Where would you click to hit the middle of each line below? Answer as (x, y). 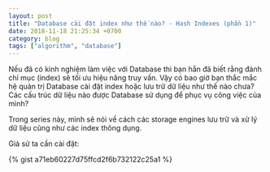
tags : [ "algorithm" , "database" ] (65, 46)
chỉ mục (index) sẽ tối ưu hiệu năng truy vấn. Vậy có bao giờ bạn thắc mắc (133, 78)
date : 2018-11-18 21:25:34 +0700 (65, 31)
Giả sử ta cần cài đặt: (44, 144)
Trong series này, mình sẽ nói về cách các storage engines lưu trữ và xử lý (133, 119)
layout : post (30, 16)
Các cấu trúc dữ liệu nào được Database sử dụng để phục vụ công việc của (135, 95)
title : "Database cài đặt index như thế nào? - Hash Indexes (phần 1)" (132, 24)
